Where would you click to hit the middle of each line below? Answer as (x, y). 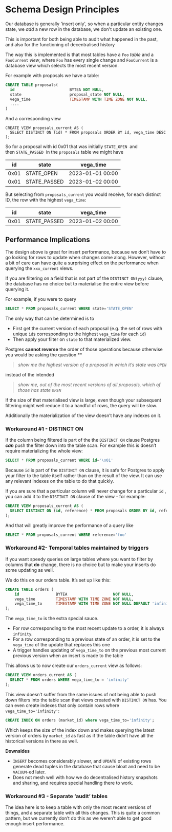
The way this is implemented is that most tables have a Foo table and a (80, 55)
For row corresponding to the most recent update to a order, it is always (88, 628)
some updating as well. (30, 570)
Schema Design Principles (62, 10)
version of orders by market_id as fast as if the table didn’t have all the (79, 735)
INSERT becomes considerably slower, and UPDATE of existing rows (82, 761)
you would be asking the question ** (44, 355)
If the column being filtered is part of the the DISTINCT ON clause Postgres (83, 440)
